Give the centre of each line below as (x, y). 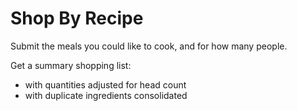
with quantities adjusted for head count (105, 84)
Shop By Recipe (77, 18)
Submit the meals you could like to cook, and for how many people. (149, 46)
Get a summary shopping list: (71, 65)
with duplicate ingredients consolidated (106, 95)
